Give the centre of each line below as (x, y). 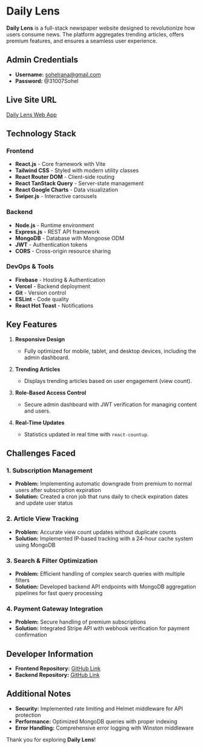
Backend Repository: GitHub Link (57, 675)
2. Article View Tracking (42, 519)
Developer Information (50, 654)
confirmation (31, 635)
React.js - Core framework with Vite (60, 164)
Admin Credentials (42, 60)
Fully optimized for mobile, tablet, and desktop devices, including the (110, 351)
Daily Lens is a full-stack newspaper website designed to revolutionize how (101, 28)
